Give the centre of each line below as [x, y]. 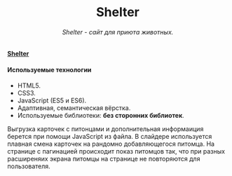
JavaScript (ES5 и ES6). [52, 100]
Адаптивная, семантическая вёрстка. [74, 108]
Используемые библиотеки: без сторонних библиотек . [101, 115]
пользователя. [29, 166]
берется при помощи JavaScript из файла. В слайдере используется [110, 136]
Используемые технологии [49, 69]
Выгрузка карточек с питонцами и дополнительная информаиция [105, 129]
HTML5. [29, 86]
